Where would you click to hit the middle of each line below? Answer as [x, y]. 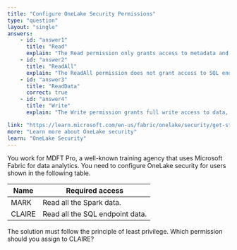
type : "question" [33, 20]
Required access [95, 191]
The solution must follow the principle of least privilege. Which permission [115, 232]
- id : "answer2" [44, 60]
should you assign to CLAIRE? [51, 239]
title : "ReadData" [53, 86]
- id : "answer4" [44, 100]
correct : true [47, 93]
